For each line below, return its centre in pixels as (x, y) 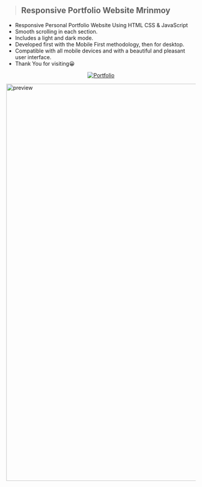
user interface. (33, 57)
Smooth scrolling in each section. (56, 31)
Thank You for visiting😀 (45, 63)
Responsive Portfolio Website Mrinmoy (96, 11)
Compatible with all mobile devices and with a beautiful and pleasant (100, 51)
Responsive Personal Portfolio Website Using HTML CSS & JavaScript (101, 25)
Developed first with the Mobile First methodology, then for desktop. (99, 44)
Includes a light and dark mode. (54, 38)
